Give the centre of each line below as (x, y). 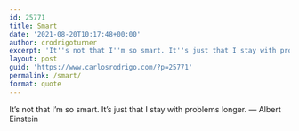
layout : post (33, 59)
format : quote (36, 84)
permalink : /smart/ (45, 76)
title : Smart (33, 26)
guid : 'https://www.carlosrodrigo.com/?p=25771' (101, 68)
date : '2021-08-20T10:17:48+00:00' (75, 34)
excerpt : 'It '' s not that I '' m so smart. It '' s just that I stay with (143, 51)
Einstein (24, 119)
